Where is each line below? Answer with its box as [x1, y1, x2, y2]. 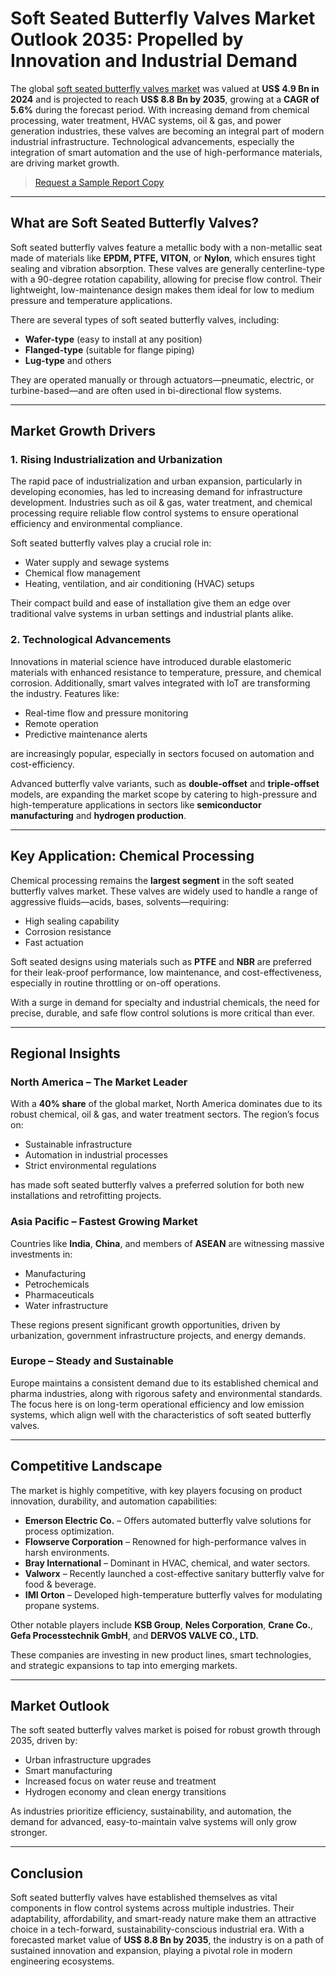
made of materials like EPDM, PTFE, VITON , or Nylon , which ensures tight [10, 252, 316, 264]
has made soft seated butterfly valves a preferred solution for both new [10, 1179, 305, 1191]
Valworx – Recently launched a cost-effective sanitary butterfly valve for [24, 1567, 325, 1579]
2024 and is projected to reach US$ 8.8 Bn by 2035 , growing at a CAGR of [10, 93, 320, 105]
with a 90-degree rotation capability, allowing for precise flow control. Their [10, 273, 322, 285]
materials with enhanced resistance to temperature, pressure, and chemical [10, 666, 322, 678]
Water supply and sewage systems [24, 557, 170, 569]
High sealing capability [24, 915, 120, 927]
